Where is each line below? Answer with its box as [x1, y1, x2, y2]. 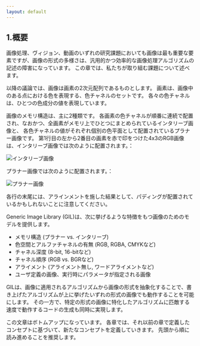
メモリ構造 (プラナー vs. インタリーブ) [14, 233, 109, 241]
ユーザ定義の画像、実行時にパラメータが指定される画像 [14, 271, 151, 278]
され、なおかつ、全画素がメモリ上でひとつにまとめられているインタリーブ [6, 120, 189, 127]
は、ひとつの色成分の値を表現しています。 [6, 99, 110, 107]
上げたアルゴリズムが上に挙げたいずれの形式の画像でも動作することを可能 [11, 291, 195, 298]
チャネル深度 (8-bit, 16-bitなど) [14, 248, 91, 256]
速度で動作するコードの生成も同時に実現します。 [6, 306, 127, 313]
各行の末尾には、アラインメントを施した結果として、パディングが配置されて [6, 193, 194, 201]
